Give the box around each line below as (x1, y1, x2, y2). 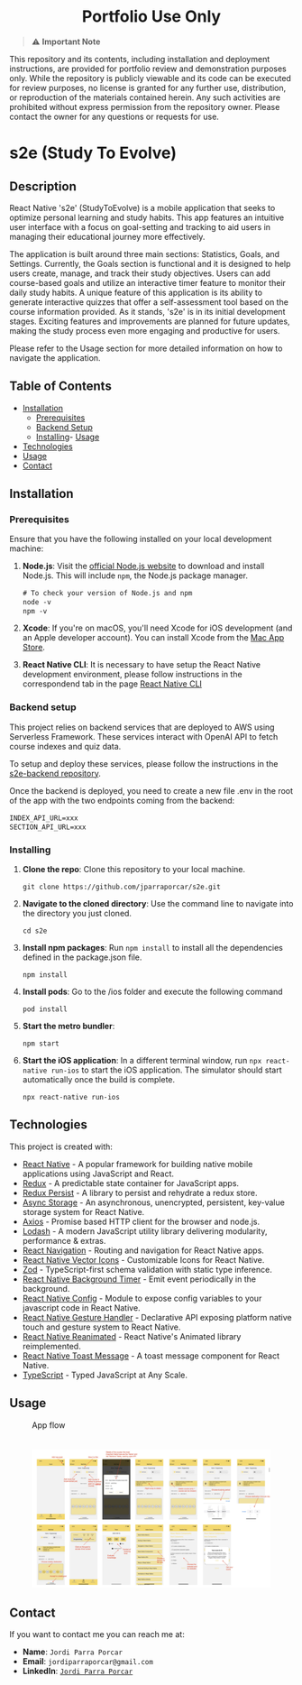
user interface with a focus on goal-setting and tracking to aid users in (9, 221, 271, 232)
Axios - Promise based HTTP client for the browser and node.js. (22, 1216, 261, 1227)
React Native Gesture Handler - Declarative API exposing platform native (22, 1312, 293, 1322)
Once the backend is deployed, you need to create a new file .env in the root (9, 785, 294, 796)
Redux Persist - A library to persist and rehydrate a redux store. (22, 1187, 259, 1198)
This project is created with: (9, 1141, 113, 1152)
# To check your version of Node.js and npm (22, 589, 193, 598)
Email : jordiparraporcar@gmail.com (22, 1656, 153, 1667)
